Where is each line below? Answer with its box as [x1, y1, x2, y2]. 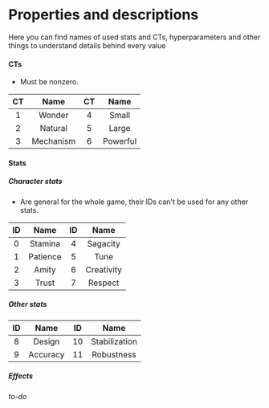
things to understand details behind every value [8, 40, 166, 50]
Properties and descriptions [8, 6, 199, 24]
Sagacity [87, 238, 120, 249]
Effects [8, 371, 34, 381]
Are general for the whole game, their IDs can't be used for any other [19, 197, 249, 206]
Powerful [103, 136, 137, 147]
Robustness [92, 349, 137, 360]
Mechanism [31, 136, 76, 147]
